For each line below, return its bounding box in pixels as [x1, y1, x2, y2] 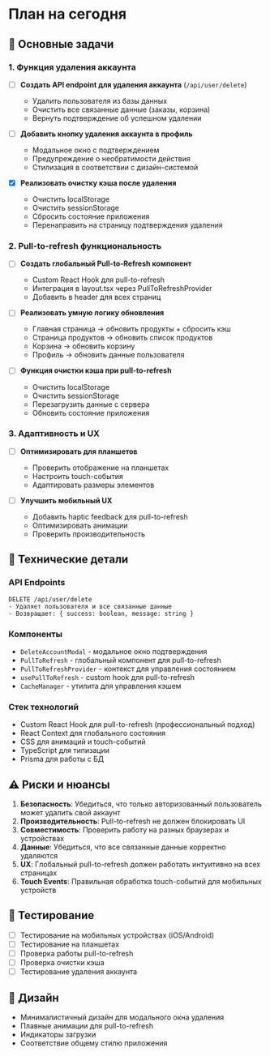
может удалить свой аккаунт [19, 808, 121, 818]
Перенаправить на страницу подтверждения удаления [32, 220, 223, 230]
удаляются [19, 851, 58, 861]
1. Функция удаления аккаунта [8, 62, 136, 73]
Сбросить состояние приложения [32, 212, 150, 221]
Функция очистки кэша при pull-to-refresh [19, 366, 172, 375]
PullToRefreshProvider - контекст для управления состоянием [19, 664, 237, 673]
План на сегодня [8, 5, 127, 24]
